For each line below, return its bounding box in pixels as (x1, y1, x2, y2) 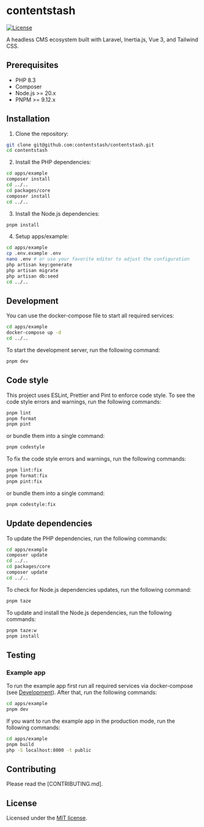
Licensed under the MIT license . (6, 814, 87, 821)
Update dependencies (6, 518, 93, 529)
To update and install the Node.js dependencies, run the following (6, 609, 172, 616)
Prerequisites (6, 60, 59, 70)
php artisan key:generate (6, 262, 72, 268)
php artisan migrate (6, 267, 59, 273)
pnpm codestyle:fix (6, 501, 56, 507)
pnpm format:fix (6, 473, 48, 479)
